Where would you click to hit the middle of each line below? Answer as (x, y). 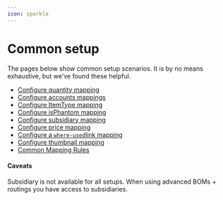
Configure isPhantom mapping (62, 112)
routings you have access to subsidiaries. (68, 189)
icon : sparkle (28, 14)
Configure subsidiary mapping (61, 119)
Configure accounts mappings (61, 97)
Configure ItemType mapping (60, 105)
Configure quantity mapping (59, 90)
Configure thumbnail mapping (61, 142)
